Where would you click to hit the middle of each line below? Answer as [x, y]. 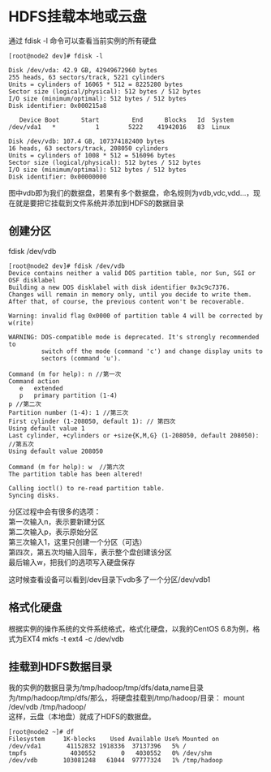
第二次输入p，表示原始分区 [54, 532]
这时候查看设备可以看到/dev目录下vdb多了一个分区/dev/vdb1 [110, 579]
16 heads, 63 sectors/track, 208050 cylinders [88, 148]
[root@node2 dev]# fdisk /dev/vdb [67, 266]
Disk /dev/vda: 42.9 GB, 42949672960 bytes [83, 70]
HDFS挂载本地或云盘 [77, 17]
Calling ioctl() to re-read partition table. [86, 488]
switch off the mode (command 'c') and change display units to [152, 351]
